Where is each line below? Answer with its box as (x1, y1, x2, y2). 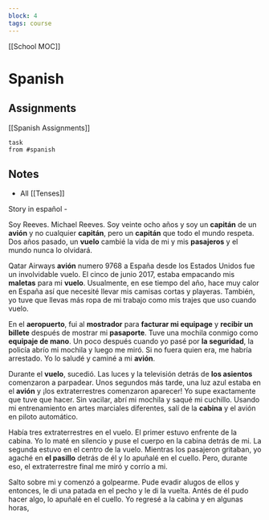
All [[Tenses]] (19, 188, 65, 198)
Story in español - (8, 204, 68, 214)
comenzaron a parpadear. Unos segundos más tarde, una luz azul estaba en (8, 378, 261, 387)
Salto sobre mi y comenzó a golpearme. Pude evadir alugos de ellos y (8, 477, 239, 487)
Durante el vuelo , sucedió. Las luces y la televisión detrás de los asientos (8, 369, 253, 379)
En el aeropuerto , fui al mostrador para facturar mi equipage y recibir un (8, 320, 254, 329)
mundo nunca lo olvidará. (8, 246, 92, 255)
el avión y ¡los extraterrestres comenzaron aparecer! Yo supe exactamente (8, 386, 256, 396)
